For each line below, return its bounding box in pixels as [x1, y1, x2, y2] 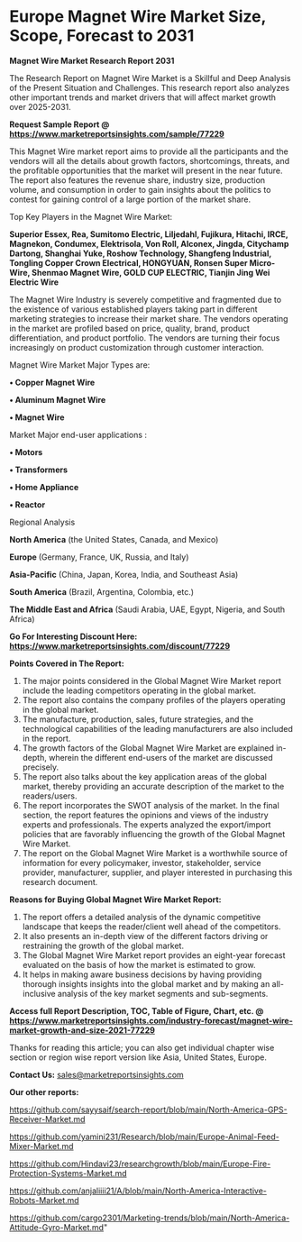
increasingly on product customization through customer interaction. [9, 342, 264, 352]
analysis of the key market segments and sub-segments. [57, 988, 269, 999]
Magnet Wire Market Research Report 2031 [9, 55, 175, 66]
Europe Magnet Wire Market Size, [9, 6, 266, 27]
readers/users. [22, 790, 78, 801]
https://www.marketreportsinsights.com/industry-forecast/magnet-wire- [9, 1015, 293, 1026]
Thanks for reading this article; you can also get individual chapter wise [9, 1042, 275, 1053]
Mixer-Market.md [9, 1140, 74, 1151]
